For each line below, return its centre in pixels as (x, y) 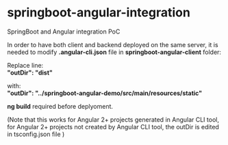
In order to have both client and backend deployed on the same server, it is (113, 44)
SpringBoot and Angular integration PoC (64, 31)
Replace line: (25, 65)
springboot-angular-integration (99, 13)
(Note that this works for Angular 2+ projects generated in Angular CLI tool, (113, 119)
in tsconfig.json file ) (36, 134)
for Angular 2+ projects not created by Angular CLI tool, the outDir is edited (113, 127)
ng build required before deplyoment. (60, 106)
